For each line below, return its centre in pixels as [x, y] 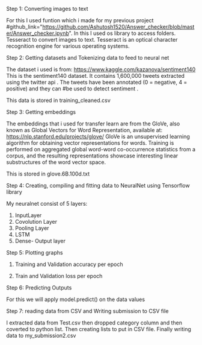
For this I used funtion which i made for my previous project [80, 20]
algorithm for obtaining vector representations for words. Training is [90, 143]
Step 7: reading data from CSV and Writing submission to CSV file [87, 311]
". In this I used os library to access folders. [122, 33]
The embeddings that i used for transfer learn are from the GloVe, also [93, 124]
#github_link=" [24, 27]
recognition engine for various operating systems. [68, 46]
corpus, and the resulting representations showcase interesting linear [92, 156]
